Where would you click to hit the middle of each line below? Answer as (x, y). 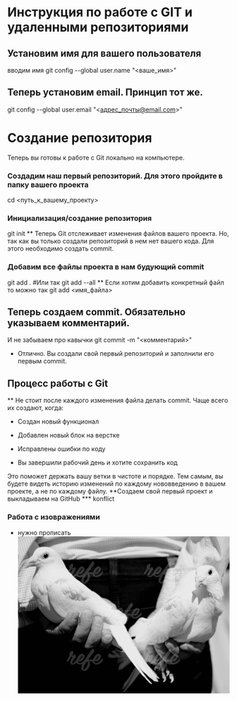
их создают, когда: (36, 408)
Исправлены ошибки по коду (61, 449)
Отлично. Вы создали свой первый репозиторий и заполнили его (116, 354)
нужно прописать (44, 532)
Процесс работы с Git (57, 383)
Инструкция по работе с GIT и (100, 12)
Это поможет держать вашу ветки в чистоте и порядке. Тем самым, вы (115, 477)
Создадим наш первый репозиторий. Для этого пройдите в (115, 176)
